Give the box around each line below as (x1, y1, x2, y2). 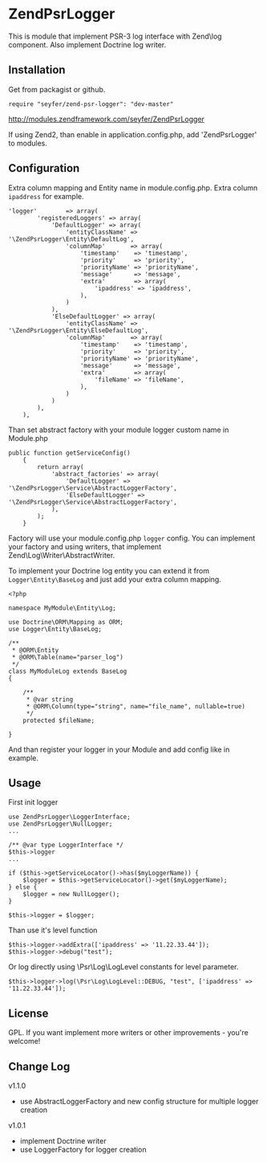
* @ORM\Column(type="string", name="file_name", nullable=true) (26, 702, 246, 711)
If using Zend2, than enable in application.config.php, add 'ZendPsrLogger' (8, 129, 257, 139)
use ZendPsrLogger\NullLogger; (8, 820, 113, 828)
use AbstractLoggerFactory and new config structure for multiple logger (19, 1097, 259, 1106)
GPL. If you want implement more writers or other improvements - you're (8, 1028, 249, 1038)
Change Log (8, 1059, 71, 1073)
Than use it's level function (8, 925, 98, 936)
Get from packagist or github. (8, 84, 106, 94)
